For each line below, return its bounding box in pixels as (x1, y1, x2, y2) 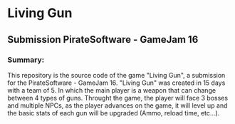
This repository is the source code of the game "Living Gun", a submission (7, 71, 226, 79)
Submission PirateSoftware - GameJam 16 (7, 33, 199, 46)
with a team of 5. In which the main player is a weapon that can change (7, 86, 216, 94)
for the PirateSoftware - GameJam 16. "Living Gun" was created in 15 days (7, 78, 226, 87)
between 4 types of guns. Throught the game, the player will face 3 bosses (7, 93, 229, 102)
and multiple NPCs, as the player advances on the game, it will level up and (7, 101, 228, 110)
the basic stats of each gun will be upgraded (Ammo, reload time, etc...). (7, 108, 220, 117)
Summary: (7, 55, 45, 65)
